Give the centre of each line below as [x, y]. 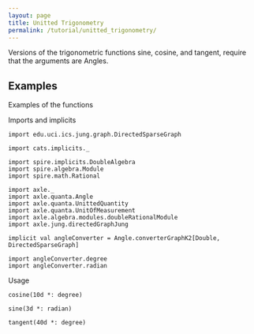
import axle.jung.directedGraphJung [68, 225]
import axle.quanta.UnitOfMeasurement [72, 211]
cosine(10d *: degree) [45, 295]
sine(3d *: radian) [40, 309]
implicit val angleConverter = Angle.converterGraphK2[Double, [114, 238]
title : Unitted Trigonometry [56, 23]
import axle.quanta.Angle [50, 197]
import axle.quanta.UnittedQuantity [68, 204]
